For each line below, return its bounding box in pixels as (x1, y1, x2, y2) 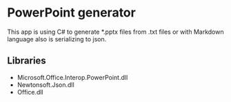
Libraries (7, 55, 46, 67)
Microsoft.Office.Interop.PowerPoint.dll (17, 73, 128, 81)
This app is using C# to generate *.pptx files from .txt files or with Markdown (7, 28, 224, 36)
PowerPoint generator (7, 5, 136, 21)
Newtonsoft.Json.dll (17, 81, 74, 89)
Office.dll (17, 88, 43, 96)
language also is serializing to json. (7, 34, 107, 43)
